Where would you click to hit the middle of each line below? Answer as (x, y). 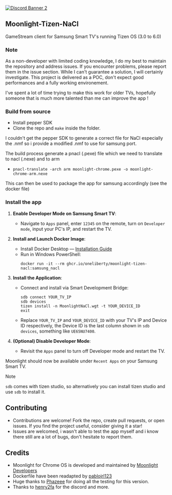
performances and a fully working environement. (57, 83)
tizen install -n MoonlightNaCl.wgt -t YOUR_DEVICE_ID (80, 306)
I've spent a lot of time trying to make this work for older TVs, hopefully (81, 93)
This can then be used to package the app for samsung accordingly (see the (86, 184)
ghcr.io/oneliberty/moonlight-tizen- (107, 264)
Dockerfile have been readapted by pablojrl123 (62, 476)
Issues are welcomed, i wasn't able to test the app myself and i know (85, 431)
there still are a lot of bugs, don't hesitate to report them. (72, 436)
